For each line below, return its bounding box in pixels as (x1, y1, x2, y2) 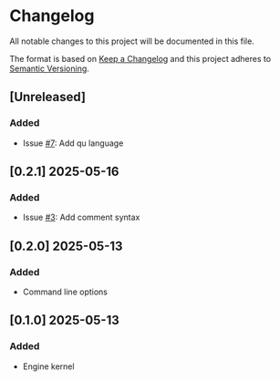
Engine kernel (22, 361, 75, 372)
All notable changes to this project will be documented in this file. (9, 36, 255, 46)
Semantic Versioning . (9, 63, 89, 74)
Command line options (22, 286, 108, 297)
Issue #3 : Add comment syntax (22, 211, 140, 223)
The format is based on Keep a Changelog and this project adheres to (9, 53, 272, 64)
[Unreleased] (9, 89, 87, 105)
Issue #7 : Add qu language (22, 138, 124, 149)
